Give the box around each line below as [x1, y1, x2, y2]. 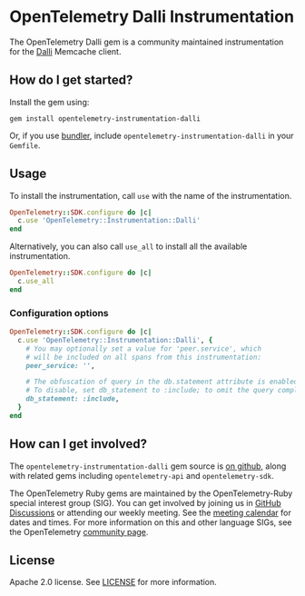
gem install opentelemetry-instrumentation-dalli [9, 114, 202, 124]
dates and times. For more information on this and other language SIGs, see [9, 516, 292, 528]
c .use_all [17, 277, 54, 286]
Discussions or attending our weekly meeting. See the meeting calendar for [9, 507, 292, 518]
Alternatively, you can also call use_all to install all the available [9, 241, 248, 252]
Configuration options [9, 306, 109, 319]
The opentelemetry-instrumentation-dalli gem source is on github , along [9, 461, 287, 472]
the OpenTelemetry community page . [9, 526, 149, 537]
